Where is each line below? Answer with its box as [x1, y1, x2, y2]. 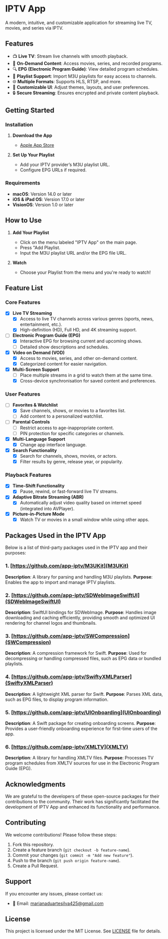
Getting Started [5, 106, 55, 115]
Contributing [5, 818, 46, 827]
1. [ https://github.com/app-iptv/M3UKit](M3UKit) [5, 562, 129, 570]
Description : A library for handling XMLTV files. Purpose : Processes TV [5, 755, 154, 761]
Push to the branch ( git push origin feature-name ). [12, 857, 121, 863]
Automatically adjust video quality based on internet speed [20, 500, 142, 506]
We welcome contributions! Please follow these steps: [5, 832, 117, 838]
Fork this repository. [12, 841, 54, 847]
